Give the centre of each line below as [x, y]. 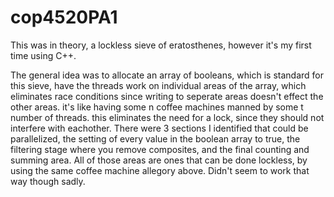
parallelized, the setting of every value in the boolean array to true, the [155, 138]
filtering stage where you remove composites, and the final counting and [160, 149]
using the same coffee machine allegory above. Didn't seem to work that [160, 170]
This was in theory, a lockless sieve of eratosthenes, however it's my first [161, 45]
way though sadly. [48, 181]
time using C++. [43, 55]
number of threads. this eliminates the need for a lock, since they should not [167, 117]
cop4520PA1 [64, 17]
